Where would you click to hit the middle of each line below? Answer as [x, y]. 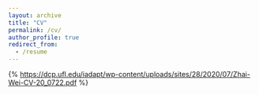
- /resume [31, 52]
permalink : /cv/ [35, 30]
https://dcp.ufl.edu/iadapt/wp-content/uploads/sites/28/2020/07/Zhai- [135, 74]
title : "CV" [28, 23]
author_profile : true [44, 37]
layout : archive [35, 15]
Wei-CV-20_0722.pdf [43, 82]
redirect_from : [33, 45]
